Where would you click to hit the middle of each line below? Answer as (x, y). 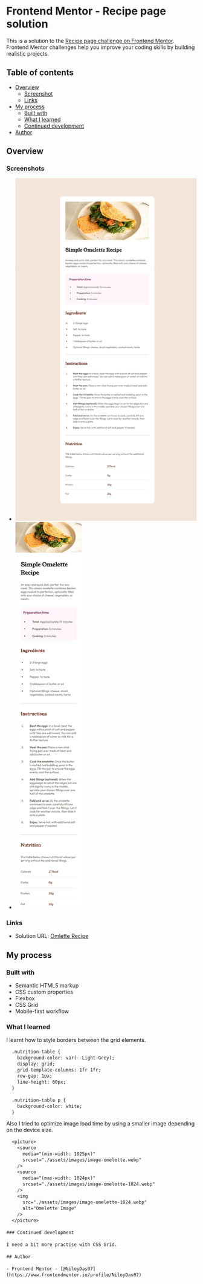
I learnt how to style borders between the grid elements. (76, 1040)
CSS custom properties (44, 992)
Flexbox (25, 998)
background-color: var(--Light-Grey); (66, 1058)
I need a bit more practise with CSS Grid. (62, 1245)
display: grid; (36, 1064)
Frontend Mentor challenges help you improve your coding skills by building (101, 47)
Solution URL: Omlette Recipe (52, 936)
